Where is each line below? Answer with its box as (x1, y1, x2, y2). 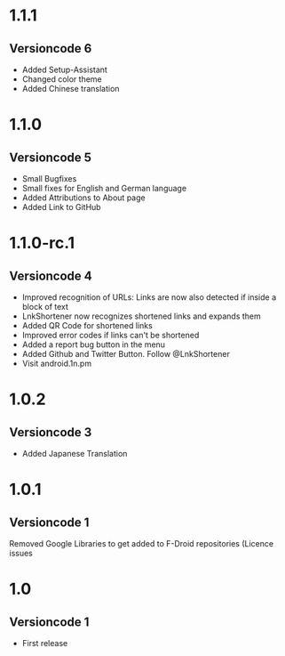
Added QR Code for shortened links (21, 320, 153, 330)
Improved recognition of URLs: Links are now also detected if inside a (21, 292, 277, 303)
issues (9, 548, 33, 558)
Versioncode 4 (9, 268, 93, 283)
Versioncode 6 (9, 41, 92, 56)
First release (21, 638, 68, 648)
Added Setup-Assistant (21, 64, 108, 75)
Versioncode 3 (9, 425, 92, 440)
